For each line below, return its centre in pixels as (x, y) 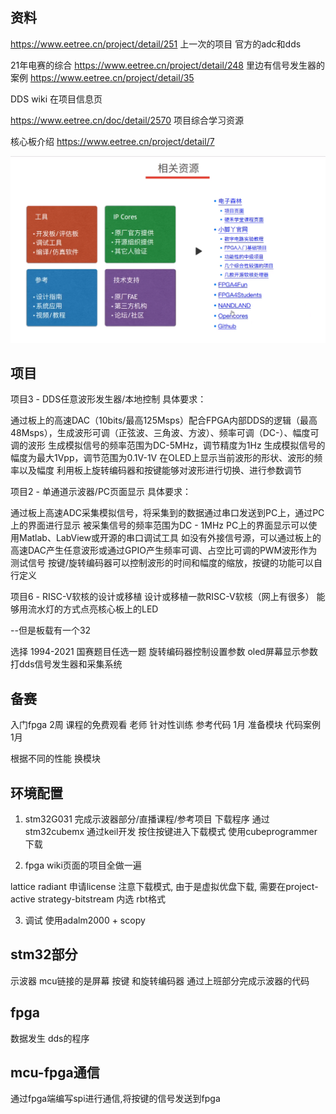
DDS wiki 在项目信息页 (56, 99)
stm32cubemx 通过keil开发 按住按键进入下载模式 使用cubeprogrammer (171, 831)
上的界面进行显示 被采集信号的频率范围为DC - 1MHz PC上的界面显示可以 (159, 525)
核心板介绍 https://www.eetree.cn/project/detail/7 (112, 141)
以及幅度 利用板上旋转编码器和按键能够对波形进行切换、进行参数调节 (160, 470)
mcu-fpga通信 (55, 1073)
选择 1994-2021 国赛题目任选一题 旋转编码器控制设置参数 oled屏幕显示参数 (164, 652)
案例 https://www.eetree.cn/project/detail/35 (102, 77)
